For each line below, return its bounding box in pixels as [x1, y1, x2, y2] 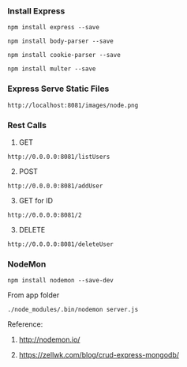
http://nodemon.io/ [18, 335, 80, 345]
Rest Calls [7, 119, 47, 131]
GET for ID [18, 195, 53, 205]
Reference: [7, 320, 43, 329]
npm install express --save [7, 24, 100, 32]
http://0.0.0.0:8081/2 [7, 211, 82, 219]
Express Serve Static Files [7, 83, 110, 94]
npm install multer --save [7, 65, 96, 73]
